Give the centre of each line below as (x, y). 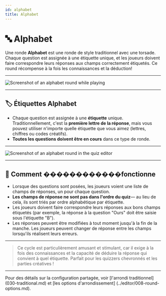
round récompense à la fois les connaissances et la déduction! (69, 69)
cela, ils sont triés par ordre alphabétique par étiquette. (68, 202)
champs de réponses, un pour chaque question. (61, 192)
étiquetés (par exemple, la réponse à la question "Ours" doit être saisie (84, 213)
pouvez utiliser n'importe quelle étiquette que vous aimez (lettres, (79, 129)
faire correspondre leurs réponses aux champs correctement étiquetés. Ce (81, 63)
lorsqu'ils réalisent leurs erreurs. (45, 234)
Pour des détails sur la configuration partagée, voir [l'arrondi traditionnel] (80, 278)
